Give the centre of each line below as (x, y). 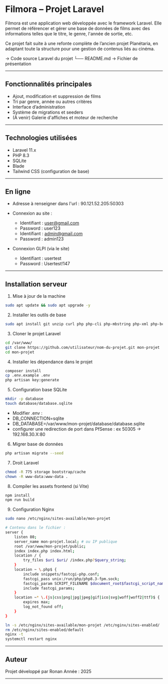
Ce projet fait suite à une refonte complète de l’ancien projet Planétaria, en (82, 43)
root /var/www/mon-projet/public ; (50, 546)
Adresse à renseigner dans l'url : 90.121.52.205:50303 (68, 204)
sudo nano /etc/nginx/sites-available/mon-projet (58, 519)
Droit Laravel (25, 463)
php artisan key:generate (32, 380)
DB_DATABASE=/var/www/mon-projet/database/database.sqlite (78, 423)
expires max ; (37, 602)
